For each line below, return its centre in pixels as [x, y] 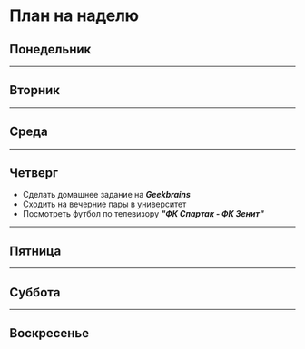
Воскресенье [49, 333]
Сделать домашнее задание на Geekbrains [106, 195]
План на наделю [74, 16]
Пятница [35, 251]
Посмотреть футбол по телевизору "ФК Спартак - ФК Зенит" [143, 214]
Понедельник [50, 49]
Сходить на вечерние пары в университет [104, 204]
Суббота [35, 292]
